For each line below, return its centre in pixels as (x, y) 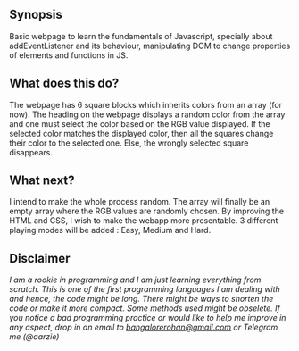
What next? (42, 181)
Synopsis (36, 15)
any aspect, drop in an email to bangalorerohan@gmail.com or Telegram (144, 327)
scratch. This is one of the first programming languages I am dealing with (145, 289)
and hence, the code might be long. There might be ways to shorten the (141, 299)
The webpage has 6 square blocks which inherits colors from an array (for (146, 104)
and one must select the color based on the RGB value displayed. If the (140, 123)
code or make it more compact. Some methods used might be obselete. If (145, 308)
